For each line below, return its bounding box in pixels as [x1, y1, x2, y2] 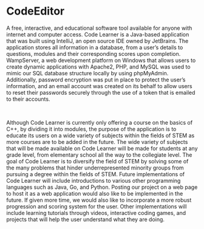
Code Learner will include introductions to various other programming [6, 177, 181, 184]
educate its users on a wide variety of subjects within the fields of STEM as [6, 132, 195, 139]
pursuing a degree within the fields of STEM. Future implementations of [6, 170, 185, 177]
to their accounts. [6, 95, 50, 103]
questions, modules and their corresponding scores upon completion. [6, 50, 181, 57]
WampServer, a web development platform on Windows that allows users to [6, 56, 196, 64]
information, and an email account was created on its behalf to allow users [6, 82, 192, 89]
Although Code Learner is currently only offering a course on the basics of [6, 118, 193, 126]
